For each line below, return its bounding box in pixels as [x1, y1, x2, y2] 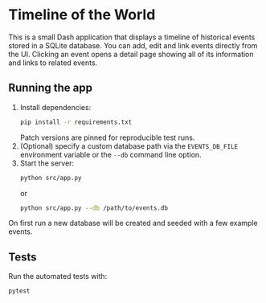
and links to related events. [8, 58, 98, 68]
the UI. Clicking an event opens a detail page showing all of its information [8, 49, 255, 59]
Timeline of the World [8, 6, 156, 24]
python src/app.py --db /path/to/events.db [19, 203, 169, 212]
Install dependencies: [19, 102, 92, 112]
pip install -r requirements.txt [19, 118, 133, 126]
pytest [8, 287, 31, 295]
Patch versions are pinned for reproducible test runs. [19, 133, 195, 142]
